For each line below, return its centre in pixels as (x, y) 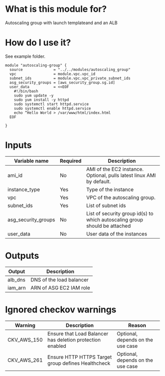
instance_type (24, 189)
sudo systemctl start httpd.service (52, 104)
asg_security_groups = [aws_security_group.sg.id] (62, 82)
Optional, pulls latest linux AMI (121, 175)
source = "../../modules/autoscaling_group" (70, 69)
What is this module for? (56, 9)
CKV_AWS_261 (25, 360)
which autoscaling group (115, 219)
